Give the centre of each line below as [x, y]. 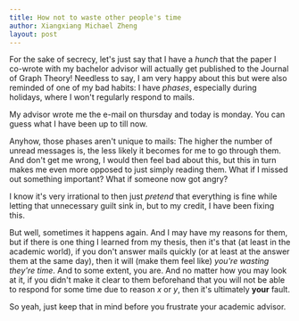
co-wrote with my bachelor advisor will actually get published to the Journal [149, 69]
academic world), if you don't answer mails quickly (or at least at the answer [149, 251]
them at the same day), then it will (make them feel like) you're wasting [139, 261]
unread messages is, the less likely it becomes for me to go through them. [145, 151]
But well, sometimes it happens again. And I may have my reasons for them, [149, 233]
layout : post [33, 34]
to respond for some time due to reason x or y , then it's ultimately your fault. [149, 290]
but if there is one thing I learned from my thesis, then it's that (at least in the [150, 243]
